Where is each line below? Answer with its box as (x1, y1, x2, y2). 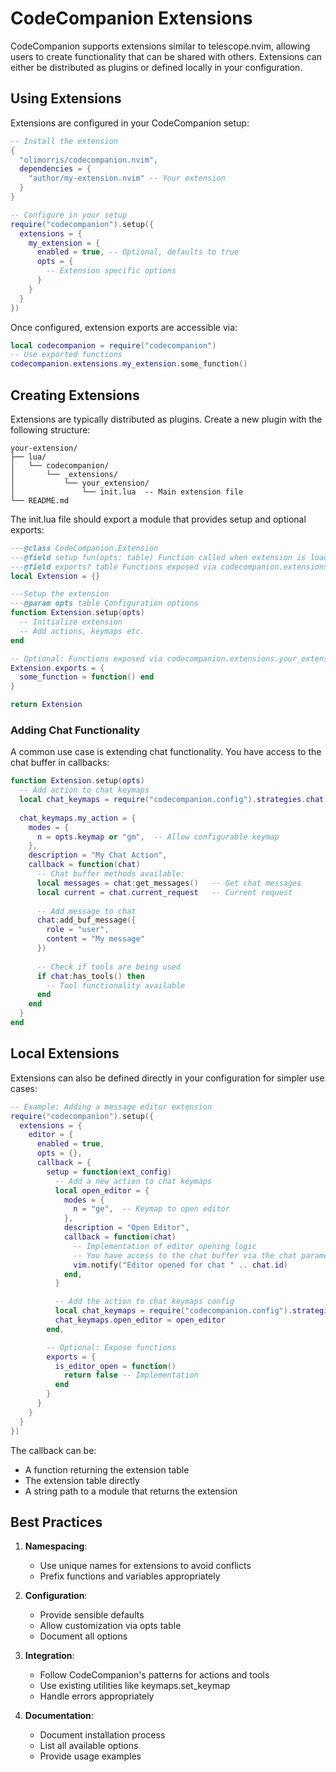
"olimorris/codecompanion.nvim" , (19, 155, 159, 165)
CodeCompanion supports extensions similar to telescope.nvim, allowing (10, 40, 311, 52)
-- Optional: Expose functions (46, 1342, 177, 1352)
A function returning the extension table (24, 1463, 190, 1476)
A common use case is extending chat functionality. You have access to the (10, 746, 322, 758)
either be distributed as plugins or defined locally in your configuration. (10, 61, 303, 73)
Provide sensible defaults (39, 1609, 145, 1621)
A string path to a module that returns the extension (24, 1485, 238, 1497)
